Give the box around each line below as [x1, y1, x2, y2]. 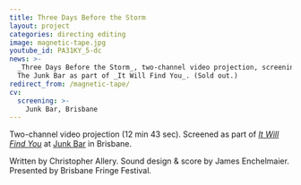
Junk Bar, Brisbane [25, 105, 99, 114]
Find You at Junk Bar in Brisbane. [9, 139, 133, 149]
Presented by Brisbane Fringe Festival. [9, 165, 152, 176]
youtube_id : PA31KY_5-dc [9, 46, 102, 55]
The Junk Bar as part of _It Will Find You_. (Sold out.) [17, 71, 239, 80]
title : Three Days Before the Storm [9, 13, 146, 22]
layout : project [9, 21, 70, 30]
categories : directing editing [9, 29, 126, 38]
